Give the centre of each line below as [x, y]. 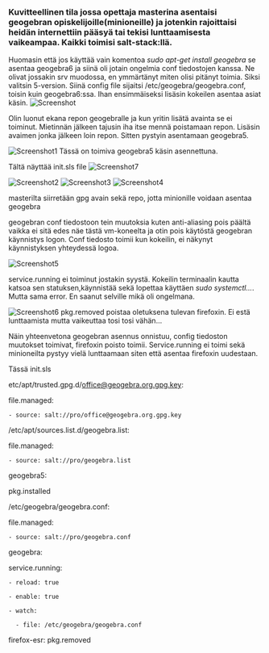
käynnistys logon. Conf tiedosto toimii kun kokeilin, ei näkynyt [111, 240]
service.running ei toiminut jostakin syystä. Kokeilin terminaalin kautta [124, 279]
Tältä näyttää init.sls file [48, 167]
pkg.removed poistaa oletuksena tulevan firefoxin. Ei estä [155, 312]
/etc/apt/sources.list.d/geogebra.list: [69, 430]
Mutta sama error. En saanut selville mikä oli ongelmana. [102, 296]
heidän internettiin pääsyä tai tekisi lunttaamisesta [110, 32]
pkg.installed [29, 492]
